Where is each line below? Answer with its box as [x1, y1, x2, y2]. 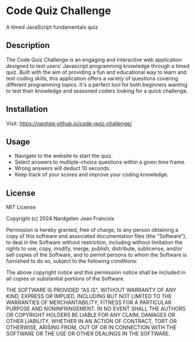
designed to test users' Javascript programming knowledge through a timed [6, 62, 190, 69]
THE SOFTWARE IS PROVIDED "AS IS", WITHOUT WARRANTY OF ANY [6, 286, 177, 294]
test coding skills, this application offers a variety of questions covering [6, 75, 179, 82]
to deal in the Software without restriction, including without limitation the [6, 239, 183, 246]
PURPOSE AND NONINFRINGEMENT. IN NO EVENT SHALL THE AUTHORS [6, 305, 186, 312]
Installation [6, 104, 48, 114]
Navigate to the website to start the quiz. [14, 153, 113, 160]
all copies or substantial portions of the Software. [6, 275, 125, 282]
